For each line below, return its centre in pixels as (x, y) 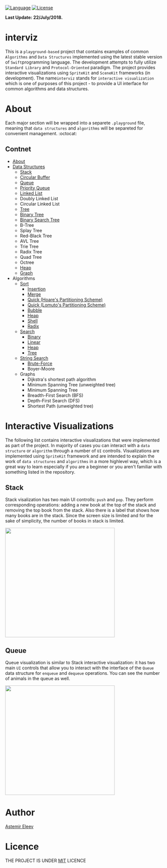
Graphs (27, 374)
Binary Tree (32, 214)
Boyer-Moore (41, 368)
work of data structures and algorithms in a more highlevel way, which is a (83, 461)
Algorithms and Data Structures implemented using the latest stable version (84, 57)
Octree (27, 262)
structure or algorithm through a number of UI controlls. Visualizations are (82, 451)
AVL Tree (29, 241)
